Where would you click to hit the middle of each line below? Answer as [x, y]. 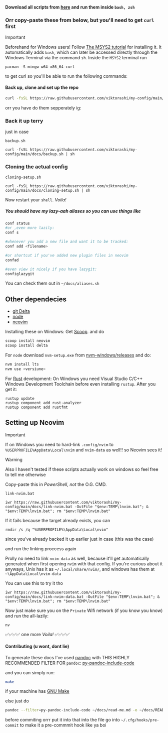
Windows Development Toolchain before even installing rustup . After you [80, 384]
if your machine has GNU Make [37, 691]
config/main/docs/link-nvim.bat [39, 507]
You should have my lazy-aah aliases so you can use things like [73, 211]
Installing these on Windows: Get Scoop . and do [55, 332]
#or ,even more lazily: [30, 228]
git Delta [21, 311]
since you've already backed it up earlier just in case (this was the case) [79, 539]
